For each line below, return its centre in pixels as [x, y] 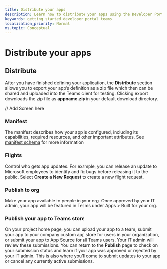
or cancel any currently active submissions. [50, 261]
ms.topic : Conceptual [28, 28]
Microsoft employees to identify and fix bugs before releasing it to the [77, 171]
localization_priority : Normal [38, 24]
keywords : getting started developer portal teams [59, 19]
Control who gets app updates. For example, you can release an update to [81, 166]
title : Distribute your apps [35, 10]
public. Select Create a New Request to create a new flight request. [75, 177]
